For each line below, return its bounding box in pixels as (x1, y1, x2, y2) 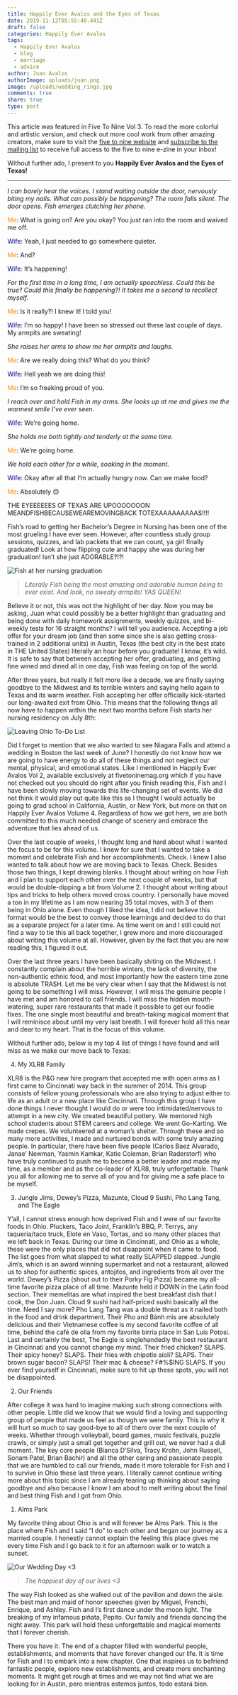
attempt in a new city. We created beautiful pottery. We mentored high (7, 1111, 212, 1120)
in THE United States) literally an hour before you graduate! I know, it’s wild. (7, 646, 227, 655)
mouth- (191, 995, 214, 1003)
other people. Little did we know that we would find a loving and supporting (7, 1408, 228, 1417)
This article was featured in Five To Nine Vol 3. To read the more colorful (7, 122, 219, 131)
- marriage (13, 57, 46, 64)
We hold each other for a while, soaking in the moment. (7, 460, 170, 468)
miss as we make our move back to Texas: (7, 1046, 131, 1055)
